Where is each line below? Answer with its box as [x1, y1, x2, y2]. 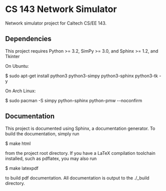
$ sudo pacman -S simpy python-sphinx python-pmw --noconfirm [5, 97, 142, 103]
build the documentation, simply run [5, 130, 79, 136]
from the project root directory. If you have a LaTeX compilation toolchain [5, 150, 156, 156]
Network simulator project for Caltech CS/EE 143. [5, 20, 106, 26]
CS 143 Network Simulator [5, 4, 117, 15]
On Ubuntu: [5, 63, 29, 69]
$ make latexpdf [5, 165, 39, 171]
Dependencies [5, 35, 51, 43]
